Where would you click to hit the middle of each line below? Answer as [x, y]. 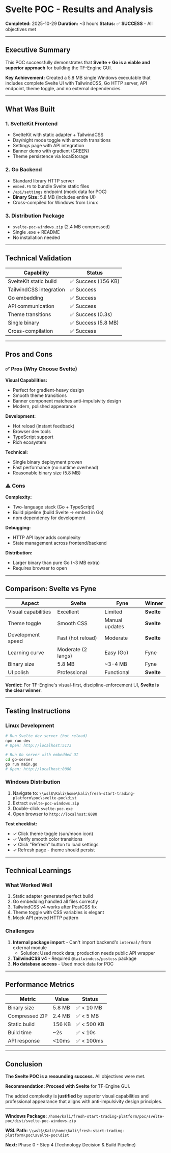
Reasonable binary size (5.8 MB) [47, 473]
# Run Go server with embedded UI [42, 755]
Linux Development [30, 726]
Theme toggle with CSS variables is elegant [58, 913]
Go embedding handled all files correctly [55, 902]
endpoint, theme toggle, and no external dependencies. [64, 88]
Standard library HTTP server [44, 181]
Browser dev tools [32, 431]
